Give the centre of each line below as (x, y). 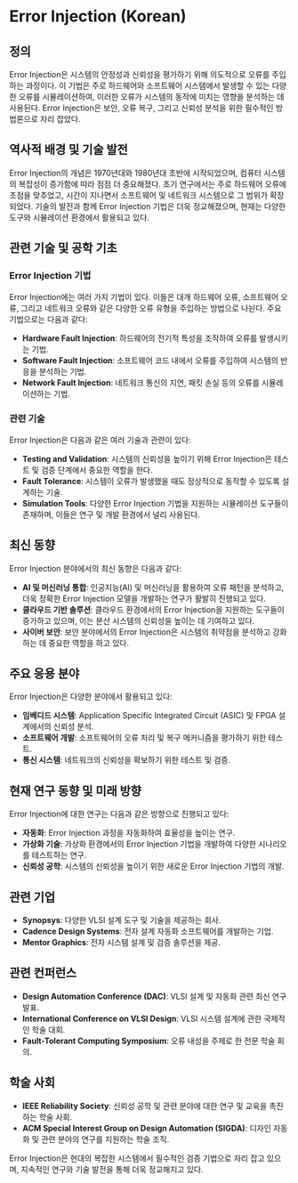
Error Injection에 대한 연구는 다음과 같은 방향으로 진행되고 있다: (119, 814)
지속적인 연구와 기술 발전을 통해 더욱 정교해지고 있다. (112, 1169)
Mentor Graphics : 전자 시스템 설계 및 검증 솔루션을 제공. (121, 943)
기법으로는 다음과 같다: (48, 319)
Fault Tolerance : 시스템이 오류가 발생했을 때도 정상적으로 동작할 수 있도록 (151, 481)
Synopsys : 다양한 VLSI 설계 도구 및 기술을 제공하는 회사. (121, 920)
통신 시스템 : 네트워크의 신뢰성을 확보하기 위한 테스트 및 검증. (126, 760)
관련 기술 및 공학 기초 (63, 248)
